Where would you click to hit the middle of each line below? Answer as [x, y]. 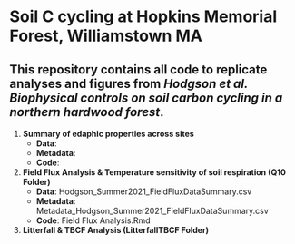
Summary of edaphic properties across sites [108, 134]
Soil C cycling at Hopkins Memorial [143, 17]
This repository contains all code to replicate [138, 69]
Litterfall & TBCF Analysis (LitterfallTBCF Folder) [115, 230]
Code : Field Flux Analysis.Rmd [93, 220]
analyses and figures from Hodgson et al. [128, 83]
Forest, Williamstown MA [106, 36]
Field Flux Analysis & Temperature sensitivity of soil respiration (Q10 [154, 172]
